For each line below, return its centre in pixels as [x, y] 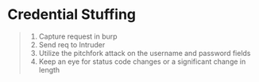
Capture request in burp [78, 36]
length [49, 69]
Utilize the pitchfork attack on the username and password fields [145, 53]
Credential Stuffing [72, 15]
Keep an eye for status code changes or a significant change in [142, 61]
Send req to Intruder [72, 44]
